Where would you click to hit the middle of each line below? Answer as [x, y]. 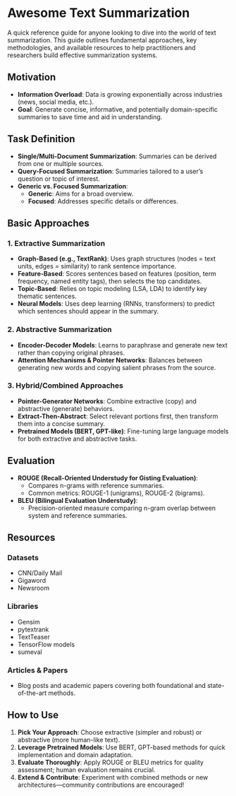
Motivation [32, 77]
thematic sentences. [47, 296]
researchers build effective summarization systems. [82, 55]
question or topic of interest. [59, 179]
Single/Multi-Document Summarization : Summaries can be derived [117, 156]
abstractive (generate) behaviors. [66, 408]
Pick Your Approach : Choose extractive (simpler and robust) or [110, 732]
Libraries [23, 607]
